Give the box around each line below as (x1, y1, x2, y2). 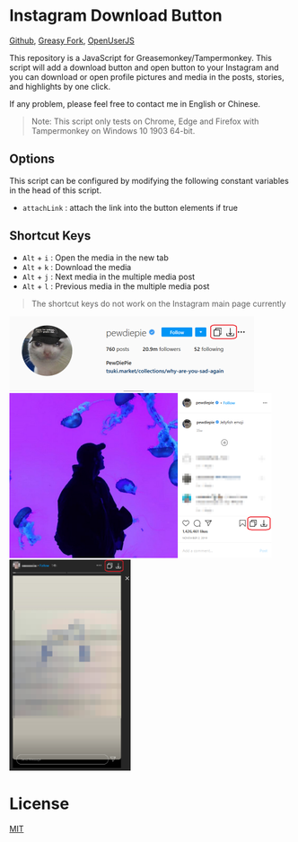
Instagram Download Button (9, 5, 223, 26)
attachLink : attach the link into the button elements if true (22, 202, 238, 213)
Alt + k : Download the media (22, 261, 132, 272)
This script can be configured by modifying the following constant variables (9, 175, 289, 186)
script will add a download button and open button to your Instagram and (9, 62, 280, 73)
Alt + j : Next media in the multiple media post (22, 271, 196, 282)
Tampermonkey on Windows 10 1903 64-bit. (31, 125, 196, 136)
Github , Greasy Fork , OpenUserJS (9, 35, 135, 46)
